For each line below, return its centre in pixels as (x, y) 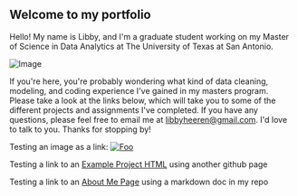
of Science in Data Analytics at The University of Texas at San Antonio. (141, 46)
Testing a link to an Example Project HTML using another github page (139, 164)
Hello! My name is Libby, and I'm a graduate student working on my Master (149, 36)
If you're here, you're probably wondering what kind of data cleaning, (139, 81)
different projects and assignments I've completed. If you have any (134, 110)
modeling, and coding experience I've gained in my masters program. (139, 90)
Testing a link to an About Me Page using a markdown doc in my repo (139, 182)
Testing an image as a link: (59, 146)
